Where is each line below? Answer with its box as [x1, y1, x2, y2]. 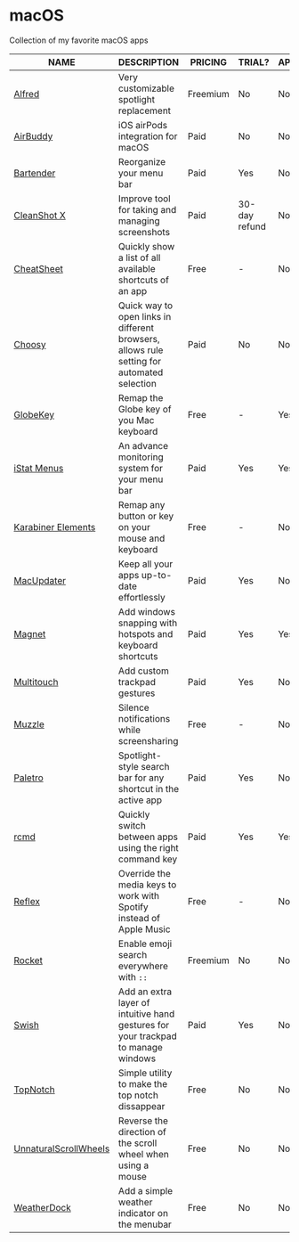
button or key [118, 510, 174, 522]
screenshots [118, 225, 171, 238]
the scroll [118, 1137, 158, 1149]
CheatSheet [13, 262, 64, 274]
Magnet [13, 627, 46, 640]
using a [118, 1159, 149, 1172]
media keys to [118, 878, 177, 891]
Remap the [118, 391, 164, 404]
